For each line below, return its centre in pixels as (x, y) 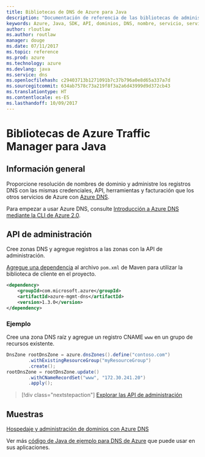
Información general (46, 169)
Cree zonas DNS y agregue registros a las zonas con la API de (85, 249)
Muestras (25, 414)
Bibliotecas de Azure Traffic (78, 133)
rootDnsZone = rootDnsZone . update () (53, 372)
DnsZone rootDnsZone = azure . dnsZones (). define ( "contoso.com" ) (88, 355)
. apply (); (41, 383)
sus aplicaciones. (28, 447)
